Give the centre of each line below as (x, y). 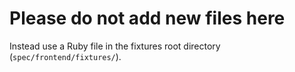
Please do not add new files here (147, 18)
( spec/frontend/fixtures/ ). (65, 56)
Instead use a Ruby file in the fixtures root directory (115, 46)
